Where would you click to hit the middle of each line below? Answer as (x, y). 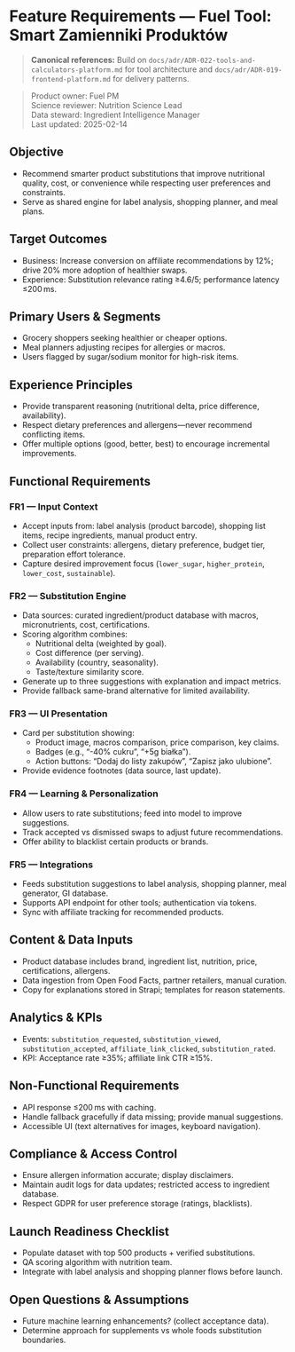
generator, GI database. (65, 893)
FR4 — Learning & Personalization (84, 794)
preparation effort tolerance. (74, 554)
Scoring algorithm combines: (75, 634)
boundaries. (44, 1340)
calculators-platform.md (77, 70)
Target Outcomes (58, 239)
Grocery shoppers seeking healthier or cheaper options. (124, 338)
